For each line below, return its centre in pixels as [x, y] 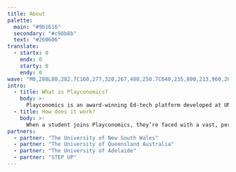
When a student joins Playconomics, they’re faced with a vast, [122, 125]
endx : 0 [31, 60]
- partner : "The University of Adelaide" [75, 151]
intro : [17, 86]
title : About [26, 14]
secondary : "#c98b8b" [45, 33]
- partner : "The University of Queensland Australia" [94, 145]
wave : [15, 79]
